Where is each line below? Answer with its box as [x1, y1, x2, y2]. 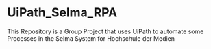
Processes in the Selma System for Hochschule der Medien [7, 34, 175, 42]
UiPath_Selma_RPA [7, 5, 118, 20]
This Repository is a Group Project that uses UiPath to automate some [7, 27, 204, 35]
